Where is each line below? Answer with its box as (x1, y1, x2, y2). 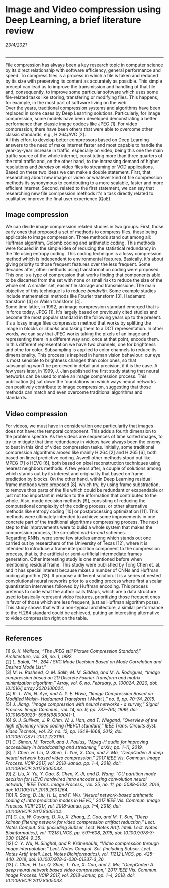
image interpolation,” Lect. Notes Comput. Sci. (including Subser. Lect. (5, 845, 152, 851)
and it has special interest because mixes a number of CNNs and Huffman (5, 567, 159, 573)
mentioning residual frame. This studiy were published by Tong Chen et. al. (5, 562, 161, 568)
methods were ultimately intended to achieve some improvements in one (5, 514, 156, 520)
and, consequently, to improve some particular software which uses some (5, 89, 158, 95)
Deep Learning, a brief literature (5, 14, 142, 26)
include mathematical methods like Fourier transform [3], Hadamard (5, 293, 146, 299)
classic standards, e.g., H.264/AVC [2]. (5, 132, 86, 138)
